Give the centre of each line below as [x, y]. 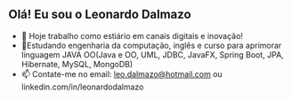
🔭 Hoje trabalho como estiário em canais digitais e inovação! [132, 35]
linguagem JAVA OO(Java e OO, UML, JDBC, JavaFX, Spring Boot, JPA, [152, 54]
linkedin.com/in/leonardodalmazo [82, 87]
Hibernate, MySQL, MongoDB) [77, 64]
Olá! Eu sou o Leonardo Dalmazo [100, 15]
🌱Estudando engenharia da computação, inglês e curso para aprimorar [151, 45]
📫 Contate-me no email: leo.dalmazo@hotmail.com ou [122, 73]
